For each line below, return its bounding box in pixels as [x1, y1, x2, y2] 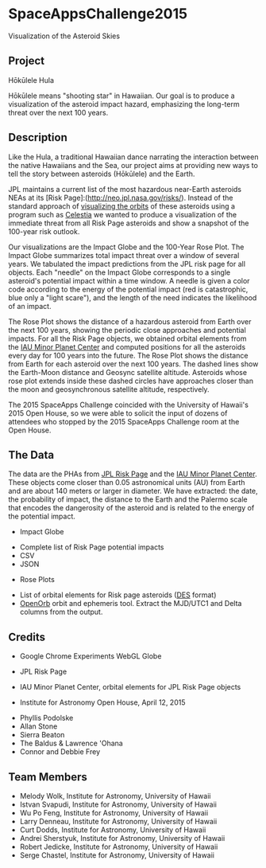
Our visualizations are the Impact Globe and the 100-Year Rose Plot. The [8, 242, 245, 252]
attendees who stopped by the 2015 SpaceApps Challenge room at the [8, 416, 240, 426]
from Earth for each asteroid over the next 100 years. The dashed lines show [8, 359, 259, 369]
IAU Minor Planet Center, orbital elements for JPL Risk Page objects [19, 682, 241, 692]
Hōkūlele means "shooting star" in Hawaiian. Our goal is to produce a [8, 91, 236, 100]
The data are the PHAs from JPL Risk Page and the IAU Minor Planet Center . [8, 469, 257, 479]
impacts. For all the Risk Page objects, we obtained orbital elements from [8, 334, 247, 343]
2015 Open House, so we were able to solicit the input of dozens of [8, 408, 228, 418]
